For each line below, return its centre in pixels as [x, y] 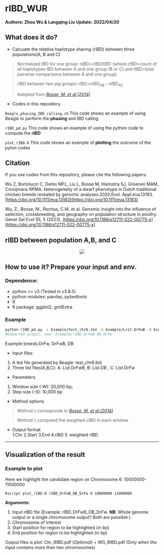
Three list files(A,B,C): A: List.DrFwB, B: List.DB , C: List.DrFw [73, 368]
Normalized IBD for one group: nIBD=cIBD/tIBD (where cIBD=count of [87, 63]
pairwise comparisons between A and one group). [67, 74]
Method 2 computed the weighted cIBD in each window [73, 420]
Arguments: [18, 503]
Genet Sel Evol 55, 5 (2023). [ [35, 220]
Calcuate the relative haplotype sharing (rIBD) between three [73, 49]
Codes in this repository [36, 103]
